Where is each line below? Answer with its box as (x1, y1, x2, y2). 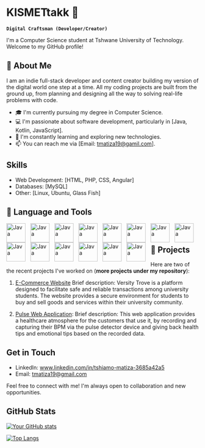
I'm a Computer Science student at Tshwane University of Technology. (6, 36, 184, 43)
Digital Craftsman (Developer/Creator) (6, 26, 108, 32)
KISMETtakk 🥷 (6, 6, 79, 20)
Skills (6, 160, 27, 171)
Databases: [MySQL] (15, 183, 68, 190)
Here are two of (150, 260, 190, 268)
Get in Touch (6, 348, 56, 358)
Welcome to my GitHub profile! (6, 43, 84, 50)
